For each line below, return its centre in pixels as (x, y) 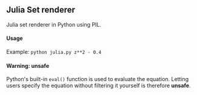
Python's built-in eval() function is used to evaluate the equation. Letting (98, 79)
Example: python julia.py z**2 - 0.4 (54, 52)
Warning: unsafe (28, 65)
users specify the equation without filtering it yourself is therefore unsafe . (98, 86)
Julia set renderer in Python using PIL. (54, 24)
